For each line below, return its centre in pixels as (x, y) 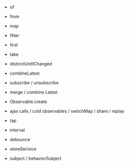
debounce (20, 139)
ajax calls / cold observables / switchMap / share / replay (67, 111)
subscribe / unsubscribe (34, 83)
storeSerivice (23, 149)
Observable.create (28, 102)
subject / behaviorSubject (36, 158)
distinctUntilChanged (31, 64)
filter (14, 35)
